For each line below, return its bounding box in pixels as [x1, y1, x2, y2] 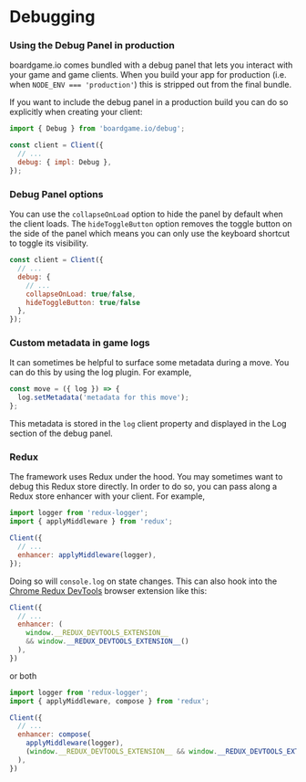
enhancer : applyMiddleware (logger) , [17, 550, 157, 559]
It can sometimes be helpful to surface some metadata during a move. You [9, 357, 290, 368]
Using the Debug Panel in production [9, 39, 176, 52]
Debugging [9, 6, 96, 27]
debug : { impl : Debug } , [17, 158, 112, 167]
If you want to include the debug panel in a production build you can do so [9, 97, 289, 108]
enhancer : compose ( [17, 730, 92, 739]
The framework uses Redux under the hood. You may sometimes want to [9, 471, 283, 482]
